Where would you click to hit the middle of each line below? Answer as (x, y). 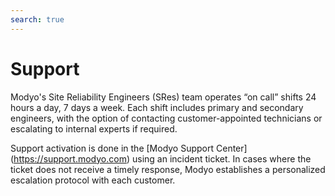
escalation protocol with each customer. (93, 180)
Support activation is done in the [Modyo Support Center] (129, 148)
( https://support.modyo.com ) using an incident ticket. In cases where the (161, 158)
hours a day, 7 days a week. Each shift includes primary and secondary (157, 107)
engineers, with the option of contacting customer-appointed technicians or (166, 118)
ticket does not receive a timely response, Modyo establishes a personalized (168, 169)
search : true (37, 19)
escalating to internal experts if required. (94, 128)
